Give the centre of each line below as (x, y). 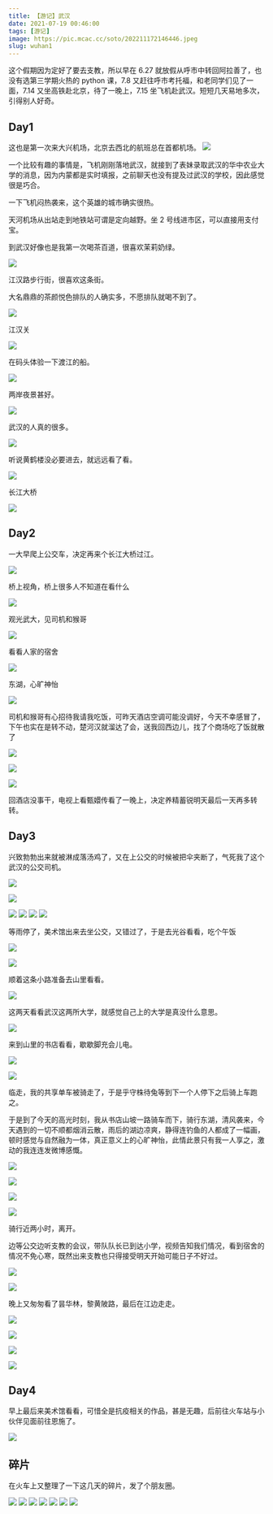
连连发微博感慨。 (58, 1150)
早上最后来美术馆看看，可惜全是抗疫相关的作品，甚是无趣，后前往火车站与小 (136, 1411)
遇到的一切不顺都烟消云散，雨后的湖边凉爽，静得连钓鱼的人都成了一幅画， (140, 1129)
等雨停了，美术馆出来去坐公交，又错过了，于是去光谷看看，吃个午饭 (122, 931)
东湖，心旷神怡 (33, 684)
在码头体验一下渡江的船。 (51, 362)
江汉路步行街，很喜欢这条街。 (58, 279)
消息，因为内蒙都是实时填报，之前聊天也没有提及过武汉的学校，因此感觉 (143, 175)
